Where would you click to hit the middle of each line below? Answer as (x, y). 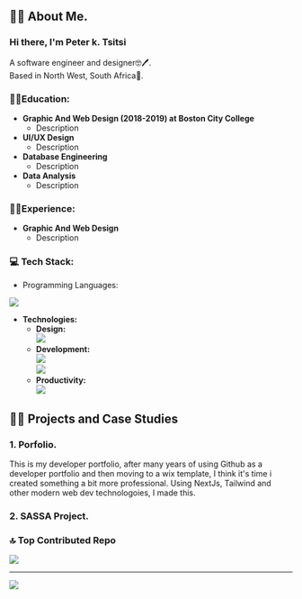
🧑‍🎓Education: (40, 98)
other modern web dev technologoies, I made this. (102, 493)
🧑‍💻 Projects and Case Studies (94, 418)
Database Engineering (65, 156)
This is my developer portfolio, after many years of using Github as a (136, 464)
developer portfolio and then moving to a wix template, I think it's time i (141, 474)
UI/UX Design (48, 137)
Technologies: (50, 319)
